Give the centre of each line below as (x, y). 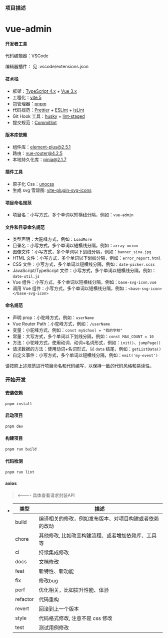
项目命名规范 (18, 203)
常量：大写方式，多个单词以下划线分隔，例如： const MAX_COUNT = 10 (83, 336)
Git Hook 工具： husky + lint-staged (48, 116)
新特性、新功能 (56, 571)
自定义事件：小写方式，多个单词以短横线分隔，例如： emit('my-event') (85, 355)
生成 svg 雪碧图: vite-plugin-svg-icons (52, 190)
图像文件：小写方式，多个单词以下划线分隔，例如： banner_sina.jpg (82, 252)
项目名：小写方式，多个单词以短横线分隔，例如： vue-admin (73, 215)
